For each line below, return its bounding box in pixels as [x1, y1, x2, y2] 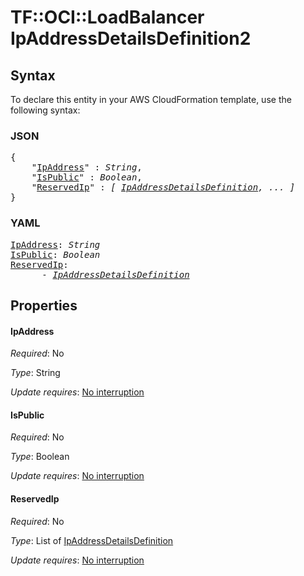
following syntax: [10, 104, 81, 116]
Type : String [10, 367, 61, 379]
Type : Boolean [10, 451, 70, 463]
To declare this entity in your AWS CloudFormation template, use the [10, 94, 292, 105]
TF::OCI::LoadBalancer [10, 6, 205, 29]
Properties [10, 297, 78, 314]
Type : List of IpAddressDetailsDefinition [10, 534, 174, 546]
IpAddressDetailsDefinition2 [10, 27, 252, 50]
